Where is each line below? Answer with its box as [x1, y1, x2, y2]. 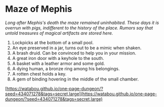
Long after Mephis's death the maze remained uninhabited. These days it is [5, 20, 159, 26]
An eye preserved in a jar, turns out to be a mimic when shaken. [12, 45, 142, 51]
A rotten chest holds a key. [12, 71, 66, 77]
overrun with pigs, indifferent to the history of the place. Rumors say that [5, 25, 153, 30]
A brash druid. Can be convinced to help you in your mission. [12, 50, 136, 56]
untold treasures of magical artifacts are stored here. [5, 30, 113, 36]
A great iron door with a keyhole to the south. [12, 55, 104, 61]
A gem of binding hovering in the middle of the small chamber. [12, 76, 139, 82]
